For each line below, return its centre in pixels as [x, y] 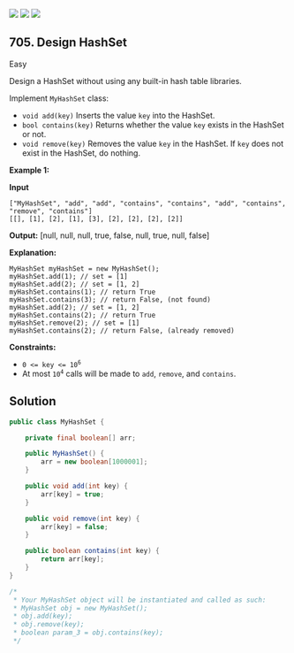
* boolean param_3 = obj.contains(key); [88, 633]
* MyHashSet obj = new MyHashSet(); [80, 608]
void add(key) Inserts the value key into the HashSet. [118, 115]
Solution [33, 401]
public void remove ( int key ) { [83, 519]
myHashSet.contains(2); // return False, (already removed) [122, 330]
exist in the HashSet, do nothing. [81, 153]
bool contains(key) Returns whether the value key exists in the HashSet [153, 125]
